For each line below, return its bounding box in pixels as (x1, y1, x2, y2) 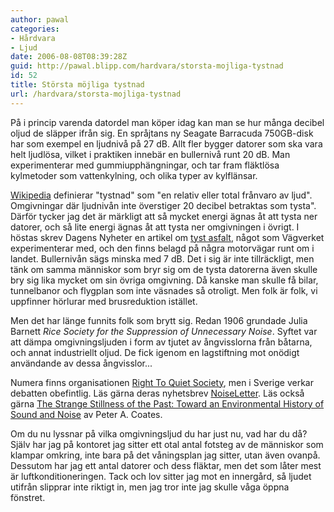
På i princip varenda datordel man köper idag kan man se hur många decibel (10, 116, 325, 128)
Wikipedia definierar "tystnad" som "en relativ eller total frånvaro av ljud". (10, 189, 313, 201)
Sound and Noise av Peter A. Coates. (10, 408, 163, 420)
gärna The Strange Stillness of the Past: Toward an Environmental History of (10, 397, 325, 410)
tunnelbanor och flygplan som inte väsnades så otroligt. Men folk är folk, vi (10, 284, 318, 296)
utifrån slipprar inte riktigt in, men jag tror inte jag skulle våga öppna (10, 481, 290, 493)
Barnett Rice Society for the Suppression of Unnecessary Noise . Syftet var (10, 325, 318, 337)
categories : (10, 24, 60, 34)
